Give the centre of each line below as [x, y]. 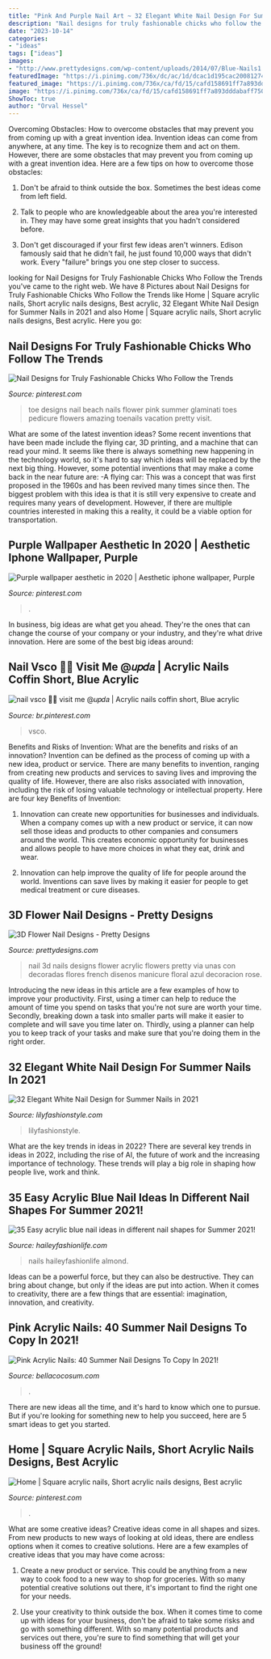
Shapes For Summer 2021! [76, 1210]
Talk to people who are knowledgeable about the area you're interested [139, 212]
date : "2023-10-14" [41, 31]
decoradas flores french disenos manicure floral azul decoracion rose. [145, 975]
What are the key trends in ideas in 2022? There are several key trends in [130, 1146]
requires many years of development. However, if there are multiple [120, 502]
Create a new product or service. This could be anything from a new [133, 1570]
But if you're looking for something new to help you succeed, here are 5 [128, 1416]
